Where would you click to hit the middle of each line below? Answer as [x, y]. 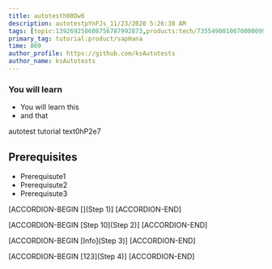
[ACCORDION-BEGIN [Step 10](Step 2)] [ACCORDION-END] [108, 224]
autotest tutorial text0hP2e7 [55, 131]
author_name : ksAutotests [52, 62]
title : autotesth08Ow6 [47, 16]
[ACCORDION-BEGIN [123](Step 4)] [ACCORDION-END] [102, 256]
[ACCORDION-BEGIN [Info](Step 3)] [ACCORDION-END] [102, 241]
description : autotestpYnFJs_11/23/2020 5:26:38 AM [97, 23]
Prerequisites [43, 157]
